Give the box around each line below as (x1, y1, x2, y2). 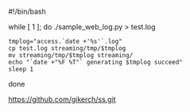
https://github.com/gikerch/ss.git (8, 95, 117, 104)
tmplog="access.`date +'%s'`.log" (8, 37, 123, 45)
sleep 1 (8, 65, 34, 73)
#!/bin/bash (8, 7, 46, 16)
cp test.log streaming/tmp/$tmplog (8, 44, 126, 52)
